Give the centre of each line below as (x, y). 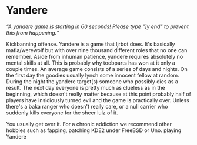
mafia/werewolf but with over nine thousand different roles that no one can (97, 50)
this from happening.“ (33, 32)
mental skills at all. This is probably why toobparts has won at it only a (91, 63)
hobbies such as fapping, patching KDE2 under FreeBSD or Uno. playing (94, 130)
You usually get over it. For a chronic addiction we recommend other (89, 124)
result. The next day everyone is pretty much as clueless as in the (86, 87)
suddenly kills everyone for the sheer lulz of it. (62, 113)
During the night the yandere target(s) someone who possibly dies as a (92, 81)
